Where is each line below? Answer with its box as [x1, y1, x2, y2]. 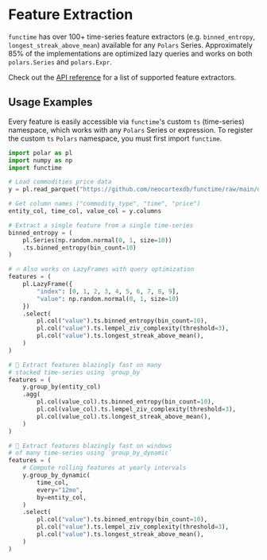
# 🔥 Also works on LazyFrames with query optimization [8, 265, 195, 273]
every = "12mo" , [37, 486, 83, 494]
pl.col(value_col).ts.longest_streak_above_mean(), [37, 412, 212, 420]
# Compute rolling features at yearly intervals [22, 464, 187, 472]
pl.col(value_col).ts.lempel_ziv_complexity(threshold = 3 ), [37, 405, 237, 413]
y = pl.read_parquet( [8, 185, 80, 194]
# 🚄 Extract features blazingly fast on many [8, 361, 161, 369]
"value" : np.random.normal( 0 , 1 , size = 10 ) [37, 295, 180, 303]
